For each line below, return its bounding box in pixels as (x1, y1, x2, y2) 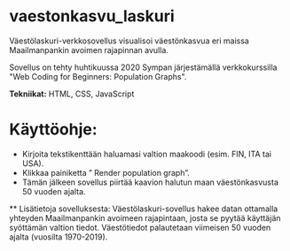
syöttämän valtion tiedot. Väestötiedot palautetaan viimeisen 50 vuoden (9, 222, 271, 232)
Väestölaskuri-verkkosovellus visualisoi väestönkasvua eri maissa (9, 35, 250, 46)
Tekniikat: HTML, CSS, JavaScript (9, 88, 135, 99)
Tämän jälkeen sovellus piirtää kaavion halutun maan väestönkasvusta (21, 177, 279, 187)
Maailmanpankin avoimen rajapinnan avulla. (9, 44, 169, 55)
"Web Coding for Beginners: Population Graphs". (9, 71, 187, 81)
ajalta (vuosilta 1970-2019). (9, 232, 108, 242)
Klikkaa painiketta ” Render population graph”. (21, 167, 191, 178)
